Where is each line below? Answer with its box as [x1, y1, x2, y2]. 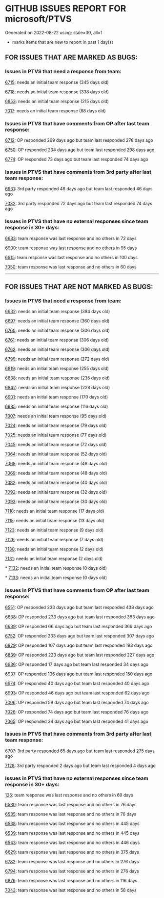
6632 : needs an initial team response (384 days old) [5, 309, 110, 315]
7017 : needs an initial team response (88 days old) [5, 107, 106, 113]
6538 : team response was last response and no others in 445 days [5, 820, 140, 827]
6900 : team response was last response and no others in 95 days [5, 245, 137, 251]
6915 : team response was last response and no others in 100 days [5, 254, 138, 260]
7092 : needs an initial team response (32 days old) [5, 489, 107, 495]
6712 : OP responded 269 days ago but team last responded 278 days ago [5, 137, 154, 143]
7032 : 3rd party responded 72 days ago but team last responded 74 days [5, 201, 153, 207]
